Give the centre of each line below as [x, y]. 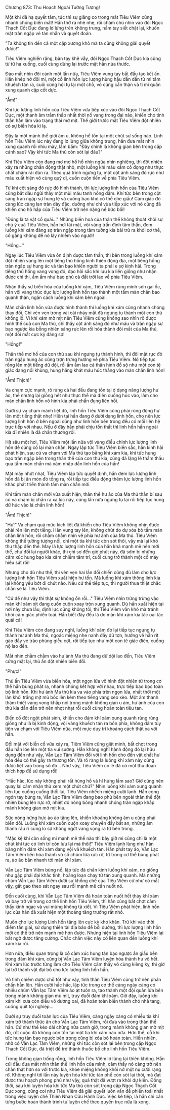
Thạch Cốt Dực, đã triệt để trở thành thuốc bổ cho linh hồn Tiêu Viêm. [78, 1049]
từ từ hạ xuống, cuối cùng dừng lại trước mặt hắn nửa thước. [68, 64]
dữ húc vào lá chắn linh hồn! [35, 505]
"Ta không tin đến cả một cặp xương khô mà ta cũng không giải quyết [78, 43]
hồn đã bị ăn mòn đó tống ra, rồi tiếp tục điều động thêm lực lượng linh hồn [83, 479]
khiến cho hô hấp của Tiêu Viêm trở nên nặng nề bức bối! [65, 209]
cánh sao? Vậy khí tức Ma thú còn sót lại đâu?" [54, 152]
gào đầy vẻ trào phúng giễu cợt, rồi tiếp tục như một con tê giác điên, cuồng [85, 641]
